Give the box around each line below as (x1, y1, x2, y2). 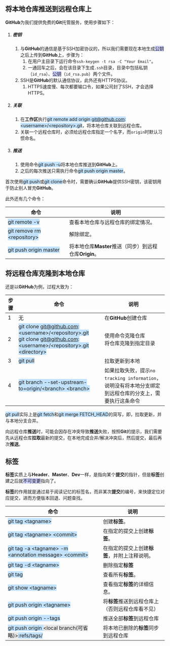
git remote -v (8, 218, 39, 225)
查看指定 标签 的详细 (103, 581, 149, 588)
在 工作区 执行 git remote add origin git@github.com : (20, 116, 126, 122)
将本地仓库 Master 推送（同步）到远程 (69, 243, 158, 250)
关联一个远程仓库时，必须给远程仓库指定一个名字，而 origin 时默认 (20, 129, 158, 135)
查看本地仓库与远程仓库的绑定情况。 (69, 218, 155, 225)
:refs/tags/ (18, 632, 43, 639)
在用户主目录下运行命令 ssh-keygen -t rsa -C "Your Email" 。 (27, 58, 156, 64)
